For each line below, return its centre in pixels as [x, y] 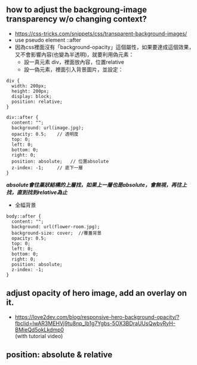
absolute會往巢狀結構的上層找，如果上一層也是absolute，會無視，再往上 [96, 185]
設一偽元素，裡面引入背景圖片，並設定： [73, 69]
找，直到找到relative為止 [37, 192]
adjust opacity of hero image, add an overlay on [96, 293]
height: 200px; [30, 91]
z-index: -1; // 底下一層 [47, 168]
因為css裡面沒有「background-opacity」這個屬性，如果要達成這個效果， [104, 47]
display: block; [32, 96]
